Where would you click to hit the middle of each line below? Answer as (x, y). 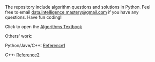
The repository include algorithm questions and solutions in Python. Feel (78, 7)
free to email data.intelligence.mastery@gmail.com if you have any (72, 12)
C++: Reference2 (22, 55)
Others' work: (19, 36)
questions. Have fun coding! (33, 17)
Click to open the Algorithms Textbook (44, 27)
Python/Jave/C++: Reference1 (35, 45)
